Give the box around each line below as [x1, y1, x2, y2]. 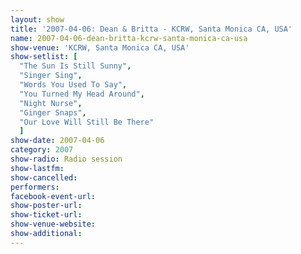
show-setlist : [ [10, 52, 78, 62]
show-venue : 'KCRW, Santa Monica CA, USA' [10, 42, 190, 53]
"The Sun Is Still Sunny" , [19, 61, 132, 71]
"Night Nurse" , [19, 98, 83, 108]
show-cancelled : [10, 172, 78, 183]
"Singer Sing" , [19, 71, 83, 81]
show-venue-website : [10, 219, 97, 230]
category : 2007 [10, 145, 74, 155]
